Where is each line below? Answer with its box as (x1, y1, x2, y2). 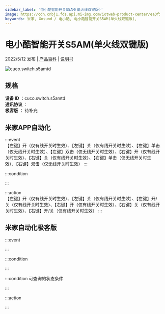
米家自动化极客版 (5, 224, 57, 232)
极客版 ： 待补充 (5, 107, 38, 113)
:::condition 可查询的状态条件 (5, 275, 64, 281)
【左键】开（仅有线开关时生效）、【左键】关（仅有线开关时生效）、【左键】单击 (5, 142, 160, 148)
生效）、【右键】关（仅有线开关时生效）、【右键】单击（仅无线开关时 (13, 155, 147, 160)
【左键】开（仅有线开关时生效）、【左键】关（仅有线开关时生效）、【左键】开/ (5, 195, 158, 201)
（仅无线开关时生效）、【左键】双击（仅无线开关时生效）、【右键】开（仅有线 (5, 148, 156, 155)
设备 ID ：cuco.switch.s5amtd (5, 95, 65, 101)
